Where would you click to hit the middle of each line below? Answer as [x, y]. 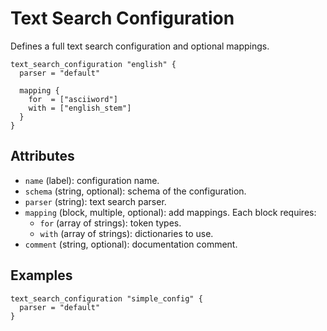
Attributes [42, 156]
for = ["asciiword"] [73, 99]
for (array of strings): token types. [110, 223]
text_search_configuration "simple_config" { [106, 298]
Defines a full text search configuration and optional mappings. [140, 46]
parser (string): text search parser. [95, 201]
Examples [41, 275]
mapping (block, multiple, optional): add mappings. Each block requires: [170, 212]
